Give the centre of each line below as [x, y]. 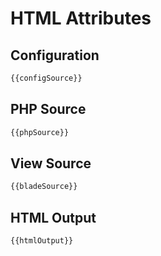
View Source [51, 163]
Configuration [55, 55]
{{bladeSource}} [44, 187]
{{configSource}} [46, 78]
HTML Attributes [81, 18]
